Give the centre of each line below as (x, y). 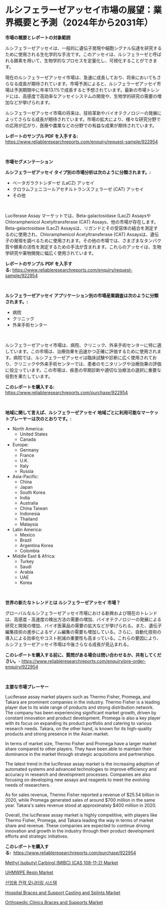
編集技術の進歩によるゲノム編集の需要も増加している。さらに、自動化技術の (83, 631)
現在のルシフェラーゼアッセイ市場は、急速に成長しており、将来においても (81, 77)
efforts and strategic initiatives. (37, 836)
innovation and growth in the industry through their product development (80, 831)
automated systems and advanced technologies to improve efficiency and (81, 769)
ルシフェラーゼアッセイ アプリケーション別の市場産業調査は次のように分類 (82, 296)
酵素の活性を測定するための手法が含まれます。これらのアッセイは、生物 (87, 247)
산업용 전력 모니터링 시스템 (31, 883)
